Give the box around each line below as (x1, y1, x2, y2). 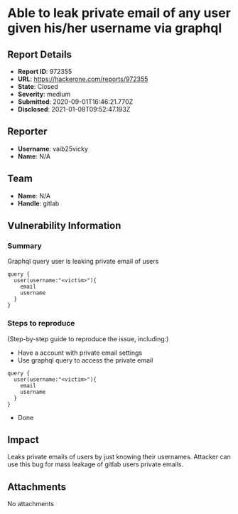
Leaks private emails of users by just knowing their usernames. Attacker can (7, 453, 231, 461)
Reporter (7, 126, 48, 138)
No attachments (7, 500, 55, 508)
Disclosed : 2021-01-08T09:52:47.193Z (17, 105, 131, 113)
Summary (7, 240, 43, 250)
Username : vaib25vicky (17, 144, 89, 153)
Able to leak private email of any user (7, 5, 231, 21)
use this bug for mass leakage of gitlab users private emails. (7, 460, 184, 469)
